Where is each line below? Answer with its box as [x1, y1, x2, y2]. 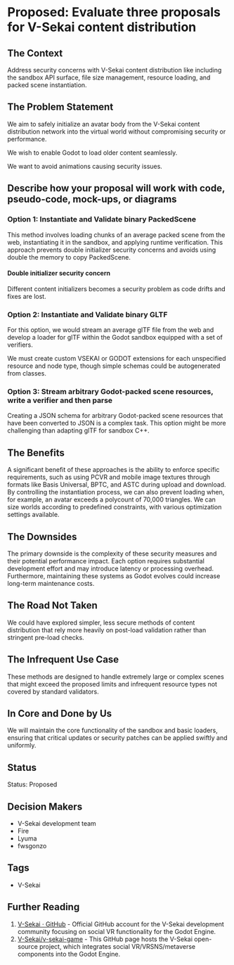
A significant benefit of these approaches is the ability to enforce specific [7, 466, 220, 474]
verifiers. [7, 340, 33, 349]
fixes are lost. [7, 292, 47, 300]
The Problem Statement [7, 101, 114, 113]
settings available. [7, 511, 60, 519]
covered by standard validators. [7, 687, 100, 696]
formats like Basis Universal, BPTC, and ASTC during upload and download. [7, 480, 226, 489]
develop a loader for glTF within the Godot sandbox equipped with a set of [7, 333, 223, 341]
